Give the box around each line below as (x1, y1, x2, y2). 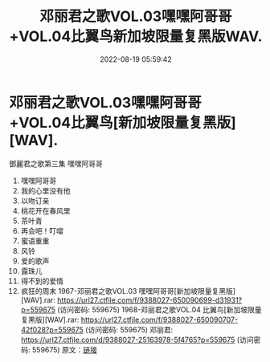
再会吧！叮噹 (20, 226, 63, 235)
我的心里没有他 (20, 185, 71, 195)
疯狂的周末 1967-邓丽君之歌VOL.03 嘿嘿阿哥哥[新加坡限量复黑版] (20, 286, 236, 295)
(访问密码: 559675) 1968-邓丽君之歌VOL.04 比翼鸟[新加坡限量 (56, 304, 262, 314)
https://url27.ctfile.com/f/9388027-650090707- (80, 315, 239, 324)
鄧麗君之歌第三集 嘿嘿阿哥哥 (9, 158, 103, 169)
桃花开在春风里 (20, 205, 71, 215)
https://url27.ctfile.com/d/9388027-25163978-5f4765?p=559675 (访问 (20, 335, 254, 344)
